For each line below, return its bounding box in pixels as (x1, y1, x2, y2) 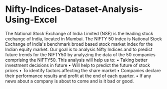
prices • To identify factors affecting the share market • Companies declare (5, 67, 161, 73)
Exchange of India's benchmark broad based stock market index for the (5, 41, 153, 47)
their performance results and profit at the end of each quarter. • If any (5, 73, 151, 79)
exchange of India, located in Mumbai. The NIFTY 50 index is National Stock (5, 36, 162, 42)
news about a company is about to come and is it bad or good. (5, 78, 134, 84)
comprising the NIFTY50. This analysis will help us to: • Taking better (5, 57, 148, 63)
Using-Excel (5, 14, 57, 25)
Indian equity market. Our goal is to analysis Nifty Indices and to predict (5, 46, 152, 52)
